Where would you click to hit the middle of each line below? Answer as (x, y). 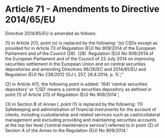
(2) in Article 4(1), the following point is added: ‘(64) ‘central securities (76, 84)
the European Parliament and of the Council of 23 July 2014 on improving (80, 58)
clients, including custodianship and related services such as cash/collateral (83, 114)
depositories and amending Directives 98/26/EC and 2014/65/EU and (76, 69)
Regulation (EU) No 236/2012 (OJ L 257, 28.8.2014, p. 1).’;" (64, 74)
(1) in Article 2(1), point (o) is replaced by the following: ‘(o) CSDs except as (82, 43)
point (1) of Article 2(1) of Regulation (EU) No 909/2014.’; (62, 94)
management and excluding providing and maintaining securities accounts (81, 120)
